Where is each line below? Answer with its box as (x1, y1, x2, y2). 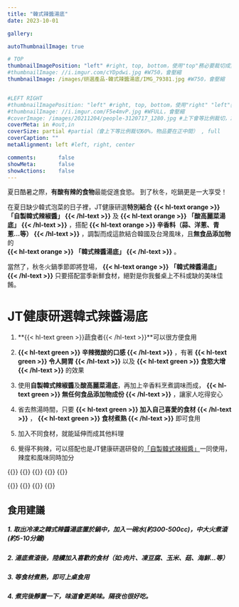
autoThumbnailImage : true (7, 43, 84, 50)
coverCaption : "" (7, 135, 59, 142)
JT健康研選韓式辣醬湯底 (7, 308, 148, 325)
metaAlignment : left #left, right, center (7, 141, 135, 148)
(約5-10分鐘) (7, 534, 45, 543)
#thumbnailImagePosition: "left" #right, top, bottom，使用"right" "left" (7, 101, 230, 108)
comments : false (7, 154, 75, 161)
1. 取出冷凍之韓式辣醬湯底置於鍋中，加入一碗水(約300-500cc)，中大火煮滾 (7, 525, 228, 534)
